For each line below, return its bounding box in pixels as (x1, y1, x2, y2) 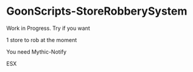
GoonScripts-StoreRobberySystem (6, 4, 188, 18)
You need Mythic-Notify (6, 48, 67, 56)
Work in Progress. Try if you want (6, 24, 90, 32)
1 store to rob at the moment (6, 36, 77, 43)
